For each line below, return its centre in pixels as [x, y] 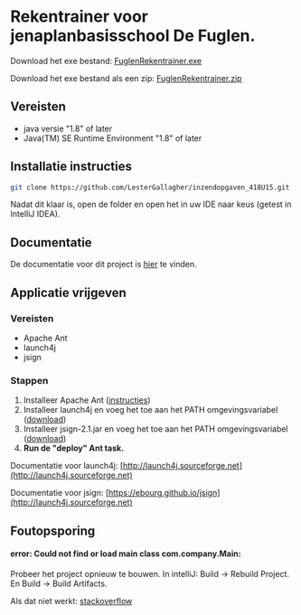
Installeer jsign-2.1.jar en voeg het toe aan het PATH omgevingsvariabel [155, 429]
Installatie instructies [71, 167]
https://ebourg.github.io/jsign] [164, 493]
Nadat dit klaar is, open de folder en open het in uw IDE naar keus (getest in [151, 204]
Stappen [29, 380]
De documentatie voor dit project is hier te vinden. [103, 265]
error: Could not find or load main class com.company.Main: [126, 554]
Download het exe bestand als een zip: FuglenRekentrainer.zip [126, 78]
